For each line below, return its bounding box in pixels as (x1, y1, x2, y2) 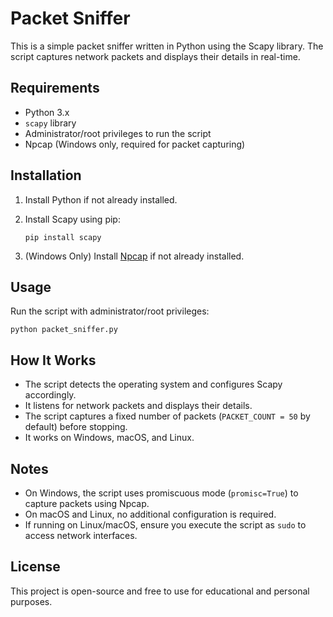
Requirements (10, 80, 100, 97)
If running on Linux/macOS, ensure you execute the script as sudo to (24, 519, 307, 531)
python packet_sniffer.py (10, 325, 118, 335)
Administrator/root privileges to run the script (24, 127, 212, 139)
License (10, 558, 61, 576)
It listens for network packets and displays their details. (24, 400, 253, 412)
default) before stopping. (24, 421, 128, 433)
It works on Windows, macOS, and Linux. (24, 432, 195, 444)
